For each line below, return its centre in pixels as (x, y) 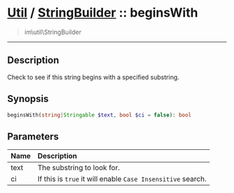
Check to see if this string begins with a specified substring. (93, 77)
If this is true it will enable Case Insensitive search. (122, 179)
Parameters (33, 136)
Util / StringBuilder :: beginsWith (103, 13)
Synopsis (28, 99)
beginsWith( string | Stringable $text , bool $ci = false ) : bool (99, 115)
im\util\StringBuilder (53, 32)
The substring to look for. (79, 168)
